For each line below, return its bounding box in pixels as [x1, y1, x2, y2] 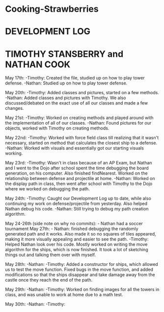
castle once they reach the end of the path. [5, 277, 93, 283]
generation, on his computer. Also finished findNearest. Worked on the [5, 170, 148, 176]
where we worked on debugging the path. [5, 186, 90, 192]
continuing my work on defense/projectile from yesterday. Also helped [5, 201, 148, 207]
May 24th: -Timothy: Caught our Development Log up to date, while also [5, 195, 151, 202]
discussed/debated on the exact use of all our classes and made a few [5, 100, 148, 106]
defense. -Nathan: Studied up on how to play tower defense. [5, 80, 128, 86]
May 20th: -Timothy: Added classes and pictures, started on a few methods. [5, 90, 160, 96]
